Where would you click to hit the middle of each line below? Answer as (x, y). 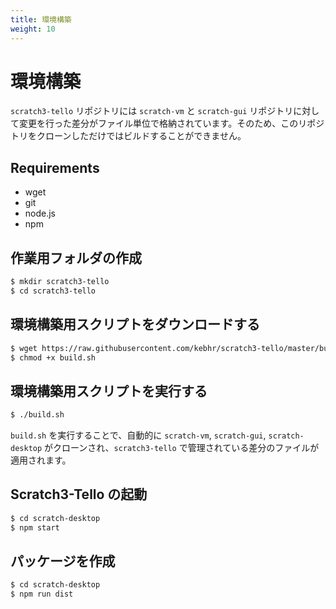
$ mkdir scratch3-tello (60, 282)
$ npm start (35, 527)
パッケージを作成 (63, 561)
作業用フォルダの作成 (76, 257)
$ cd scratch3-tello (53, 291)
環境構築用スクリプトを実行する (109, 391)
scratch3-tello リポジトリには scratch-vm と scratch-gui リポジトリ (152, 111)
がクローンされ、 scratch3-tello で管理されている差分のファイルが (182, 448)
